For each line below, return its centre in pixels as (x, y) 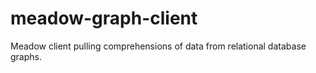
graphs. (26, 56)
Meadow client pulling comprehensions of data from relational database (158, 46)
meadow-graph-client (104, 18)
